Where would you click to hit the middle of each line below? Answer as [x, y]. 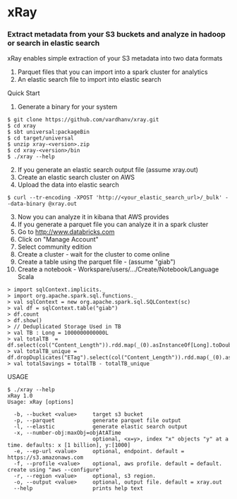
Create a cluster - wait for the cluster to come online [93, 254]
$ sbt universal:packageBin [49, 132]
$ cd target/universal [41, 138]
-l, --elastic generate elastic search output [101, 427]
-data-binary [26, 204]
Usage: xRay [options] [41, 402]
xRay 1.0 [20, 396]
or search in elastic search [54, 43]
